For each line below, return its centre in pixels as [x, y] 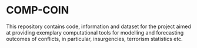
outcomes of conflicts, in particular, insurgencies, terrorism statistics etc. [95, 39]
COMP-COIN [38, 10]
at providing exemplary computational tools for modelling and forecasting [95, 32]
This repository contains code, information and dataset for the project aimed [98, 26]
